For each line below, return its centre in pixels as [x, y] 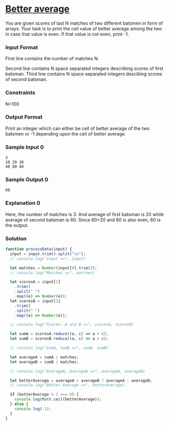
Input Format [22, 47]
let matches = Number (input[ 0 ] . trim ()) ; [54, 268]
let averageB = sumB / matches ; [45, 362]
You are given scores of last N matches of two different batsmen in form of [84, 23]
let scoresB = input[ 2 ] [35, 301]
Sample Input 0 [25, 147]
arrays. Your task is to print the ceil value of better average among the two [84, 28]
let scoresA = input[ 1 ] [35, 282]
